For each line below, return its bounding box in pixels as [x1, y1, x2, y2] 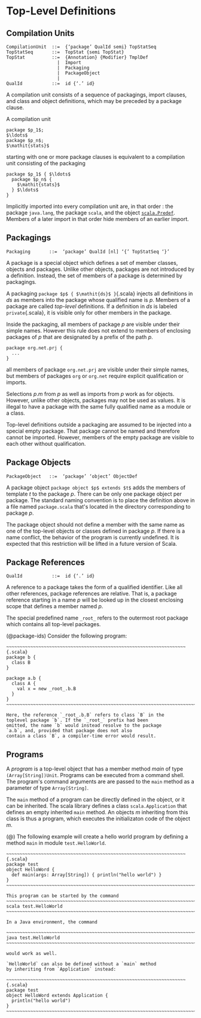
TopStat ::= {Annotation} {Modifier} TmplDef [6, 55, 148, 61]
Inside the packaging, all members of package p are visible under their [6, 321, 181, 328]
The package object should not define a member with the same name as [6, 521, 185, 528]
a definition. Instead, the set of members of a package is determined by [6, 271, 182, 279]
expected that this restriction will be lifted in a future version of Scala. [6, 540, 178, 547]
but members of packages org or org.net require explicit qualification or [6, 372, 184, 379]
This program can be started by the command [6, 893, 119, 899]
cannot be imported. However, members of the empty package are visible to [6, 433, 194, 441]
